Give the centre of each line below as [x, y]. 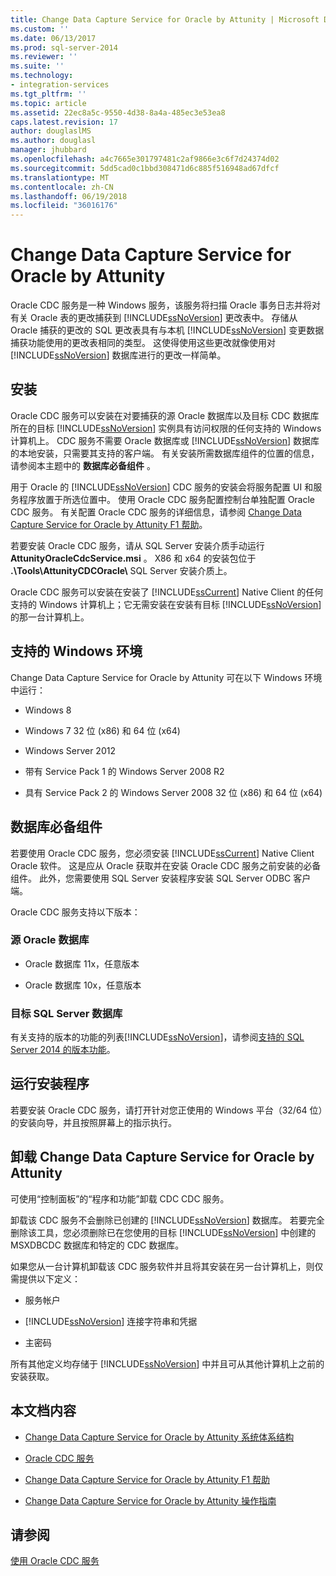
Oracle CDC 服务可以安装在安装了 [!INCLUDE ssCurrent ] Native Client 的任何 [167, 592]
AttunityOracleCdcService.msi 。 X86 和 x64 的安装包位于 [133, 558]
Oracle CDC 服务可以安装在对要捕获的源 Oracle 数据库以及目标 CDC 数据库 [165, 415]
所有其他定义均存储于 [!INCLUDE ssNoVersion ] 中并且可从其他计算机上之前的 [167, 1363]
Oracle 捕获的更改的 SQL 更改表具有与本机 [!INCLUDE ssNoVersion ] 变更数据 [167, 330]
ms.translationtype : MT [60, 177]
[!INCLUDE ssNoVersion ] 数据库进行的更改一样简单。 [118, 355]
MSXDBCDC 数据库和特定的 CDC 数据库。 [97, 1245]
